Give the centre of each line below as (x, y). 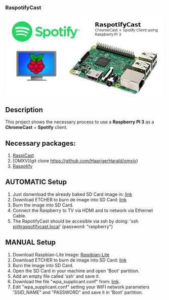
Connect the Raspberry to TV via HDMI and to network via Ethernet (83, 210)
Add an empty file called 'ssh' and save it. (56, 276)
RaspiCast (23, 155)
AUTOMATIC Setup (36, 182)
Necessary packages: (40, 143)
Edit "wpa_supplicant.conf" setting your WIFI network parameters (81, 287)
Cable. (19, 216)
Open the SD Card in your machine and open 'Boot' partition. (76, 271)
